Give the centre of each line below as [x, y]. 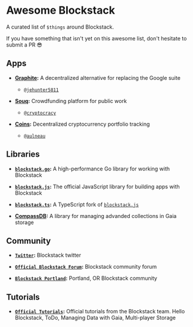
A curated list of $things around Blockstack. [60, 27]
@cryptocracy [40, 113]
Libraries [23, 155]
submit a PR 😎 [24, 45]
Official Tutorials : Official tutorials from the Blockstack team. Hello [100, 312]
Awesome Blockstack [60, 10]
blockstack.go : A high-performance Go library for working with [92, 169]
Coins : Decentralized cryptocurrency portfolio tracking [82, 124]
